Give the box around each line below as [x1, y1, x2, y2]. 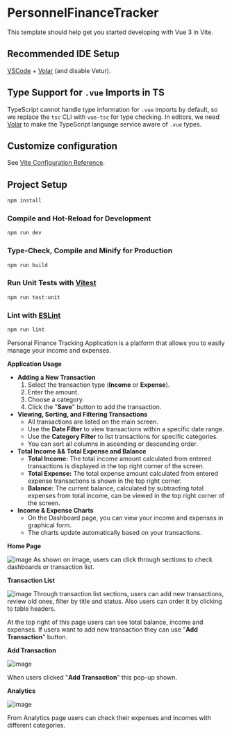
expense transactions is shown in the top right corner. [27, 477, 182, 485]
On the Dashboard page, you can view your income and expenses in [27, 513, 224, 522]
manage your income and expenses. [7, 346, 111, 354]
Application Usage [7, 360, 63, 368]
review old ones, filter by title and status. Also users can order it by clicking [7, 597, 222, 605]
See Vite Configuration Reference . [7, 159, 106, 167]
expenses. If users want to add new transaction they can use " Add [7, 625, 198, 634]
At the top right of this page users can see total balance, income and [7, 618, 204, 626]
